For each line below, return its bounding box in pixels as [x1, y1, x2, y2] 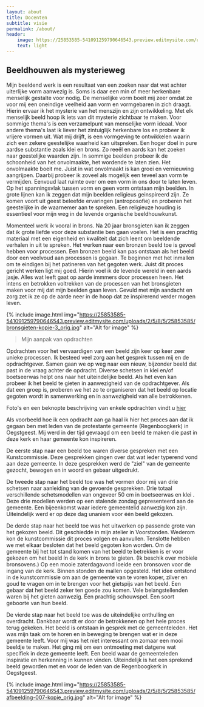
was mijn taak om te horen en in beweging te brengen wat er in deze [6, 630, 178, 637]
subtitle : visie [6, 20, 47, 26]
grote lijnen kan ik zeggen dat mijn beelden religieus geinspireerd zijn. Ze [6, 190, 189, 198]
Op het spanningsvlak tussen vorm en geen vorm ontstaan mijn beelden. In [6, 184, 194, 192]
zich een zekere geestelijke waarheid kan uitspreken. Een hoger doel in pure [6, 139, 197, 146]
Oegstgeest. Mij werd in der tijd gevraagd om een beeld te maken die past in [6, 429, 197, 436]
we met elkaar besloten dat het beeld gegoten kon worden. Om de [6, 541, 172, 549]
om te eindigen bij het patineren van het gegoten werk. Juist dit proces [6, 260, 183, 267]
